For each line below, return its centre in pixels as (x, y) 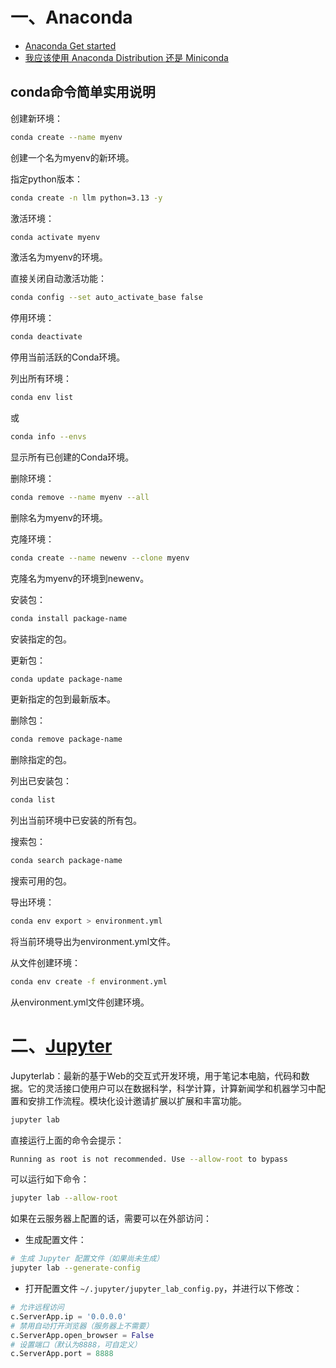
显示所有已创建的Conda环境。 (72, 457)
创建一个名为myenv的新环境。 (72, 157)
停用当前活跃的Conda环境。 (68, 357)
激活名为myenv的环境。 (59, 257)
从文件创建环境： (45, 962)
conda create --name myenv (66, 137)
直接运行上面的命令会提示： (67, 1140)
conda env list (42, 398)
